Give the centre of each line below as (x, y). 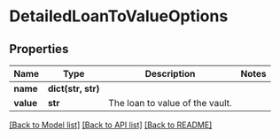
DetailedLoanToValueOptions (119, 16)
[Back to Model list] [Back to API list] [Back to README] (111, 125)
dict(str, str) (74, 88)
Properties (39, 49)
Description (170, 74)
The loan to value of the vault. (170, 103)
